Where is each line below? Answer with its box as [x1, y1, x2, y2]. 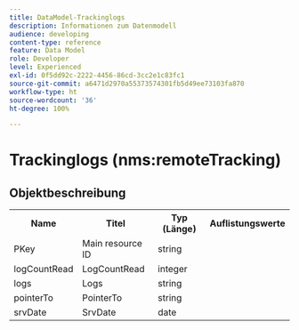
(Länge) [162, 223, 197, 236]
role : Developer [9, 54, 69, 63]
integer [158, 263, 188, 276]
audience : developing [9, 29, 90, 38]
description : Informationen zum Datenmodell [9, 21, 177, 30]
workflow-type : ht [9, 87, 77, 96]
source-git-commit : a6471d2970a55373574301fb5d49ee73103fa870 [9, 79, 245, 88]
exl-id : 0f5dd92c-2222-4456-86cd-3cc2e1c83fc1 [9, 71, 185, 80]
